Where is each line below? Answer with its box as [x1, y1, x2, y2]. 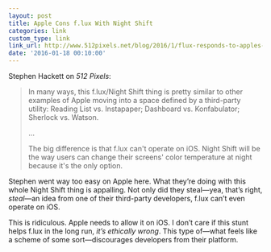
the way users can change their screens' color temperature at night [27, 152, 252, 162]
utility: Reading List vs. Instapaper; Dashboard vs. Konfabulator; [27, 104, 240, 114]
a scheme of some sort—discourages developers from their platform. [8, 235, 239, 244]
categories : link [8, 27, 67, 35]
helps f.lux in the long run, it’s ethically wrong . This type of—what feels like [8, 226, 258, 236]
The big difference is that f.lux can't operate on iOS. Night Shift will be [27, 144, 261, 153]
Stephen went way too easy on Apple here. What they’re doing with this [8, 176, 246, 186]
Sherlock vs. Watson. [27, 113, 99, 122]
